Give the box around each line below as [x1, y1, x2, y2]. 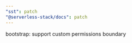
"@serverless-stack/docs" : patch [5, 14, 88, 20]
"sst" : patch [5, 8, 38, 15]
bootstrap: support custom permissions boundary [5, 30, 126, 37]
